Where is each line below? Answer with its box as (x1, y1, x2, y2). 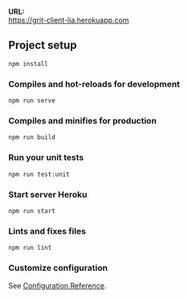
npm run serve (8, 96, 56, 105)
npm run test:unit (8, 170, 70, 178)
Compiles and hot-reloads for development (8, 78, 181, 89)
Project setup (8, 39, 78, 52)
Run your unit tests (8, 152, 84, 163)
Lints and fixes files (8, 225, 87, 236)
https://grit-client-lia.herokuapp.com (8, 15, 129, 25)
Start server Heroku (8, 189, 88, 200)
